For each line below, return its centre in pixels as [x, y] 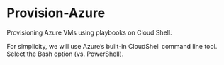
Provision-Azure [56, 13]
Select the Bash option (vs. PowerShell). [65, 54]
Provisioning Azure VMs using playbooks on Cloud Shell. [89, 32]
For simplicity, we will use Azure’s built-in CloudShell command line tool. [112, 46]
